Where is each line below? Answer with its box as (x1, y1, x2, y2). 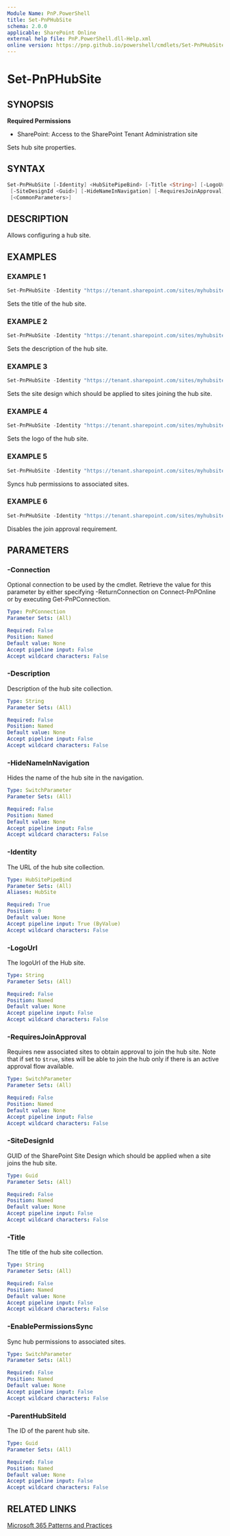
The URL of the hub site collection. (7, 863, 105, 871)
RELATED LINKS (7, 1503, 77, 1515)
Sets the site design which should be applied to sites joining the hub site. (7, 390, 212, 398)
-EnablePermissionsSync (7, 1322, 94, 1331)
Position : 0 (7, 908, 41, 915)
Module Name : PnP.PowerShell (7, 10, 90, 17)
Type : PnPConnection (7, 608, 66, 615)
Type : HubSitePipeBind (7, 876, 72, 883)
